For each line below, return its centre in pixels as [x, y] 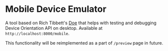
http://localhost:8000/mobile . [37, 33]
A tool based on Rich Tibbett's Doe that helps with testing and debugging [81, 23]
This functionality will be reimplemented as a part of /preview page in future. [84, 43]
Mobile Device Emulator [56, 9]
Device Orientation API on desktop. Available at [54, 28]
